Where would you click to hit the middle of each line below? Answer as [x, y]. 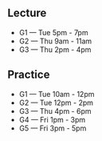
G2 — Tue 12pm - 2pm [56, 103]
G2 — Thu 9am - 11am [55, 41]
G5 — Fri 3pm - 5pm [53, 128]
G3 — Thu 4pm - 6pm [55, 111]
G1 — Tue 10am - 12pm [57, 94]
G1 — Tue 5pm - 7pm [53, 32]
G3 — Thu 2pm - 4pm [55, 49]
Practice [29, 75]
